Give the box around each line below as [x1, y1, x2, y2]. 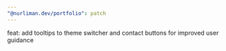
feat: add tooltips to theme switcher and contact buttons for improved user [7, 29, 219, 37]
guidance [7, 35, 34, 44]
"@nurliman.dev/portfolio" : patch [7, 10, 107, 17]
